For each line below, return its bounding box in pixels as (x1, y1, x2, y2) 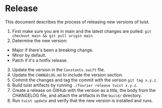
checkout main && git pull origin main (12, 33, 93, 38)
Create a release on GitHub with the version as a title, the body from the (12, 87, 156, 93)
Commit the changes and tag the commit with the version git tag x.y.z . (12, 77, 158, 83)
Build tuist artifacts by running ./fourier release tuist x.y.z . (12, 82, 138, 88)
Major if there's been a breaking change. (12, 47, 94, 53)
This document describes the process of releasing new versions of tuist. (5, 19, 150, 25)
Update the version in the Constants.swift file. (12, 66, 105, 73)
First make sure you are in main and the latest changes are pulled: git (12, 28, 152, 34)
